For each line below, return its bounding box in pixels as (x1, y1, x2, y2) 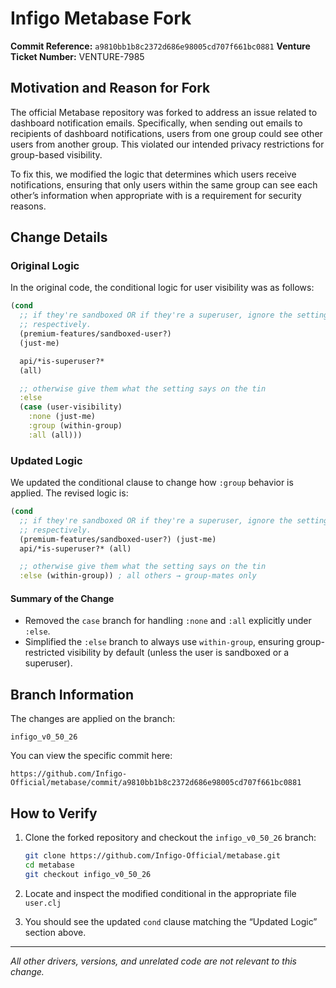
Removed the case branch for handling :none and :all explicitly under (24, 615, 312, 627)
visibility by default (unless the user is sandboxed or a (66, 647, 290, 659)
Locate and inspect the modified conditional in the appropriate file (24, 887, 297, 899)
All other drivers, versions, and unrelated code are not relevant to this (10, 955, 297, 967)
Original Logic (10, 259, 80, 273)
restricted (24, 647, 65, 659)
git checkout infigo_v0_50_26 (24, 869, 152, 879)
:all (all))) (28, 430, 83, 440)
